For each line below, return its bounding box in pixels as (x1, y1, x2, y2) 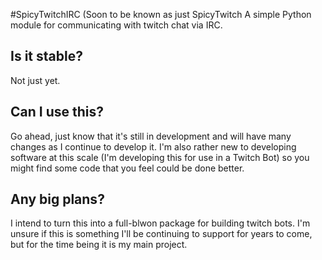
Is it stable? (10, 48, 83, 65)
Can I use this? (10, 104, 104, 121)
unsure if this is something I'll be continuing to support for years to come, (10, 228, 313, 240)
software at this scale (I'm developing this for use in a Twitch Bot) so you (10, 151, 310, 163)
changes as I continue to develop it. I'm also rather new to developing (10, 140, 297, 153)
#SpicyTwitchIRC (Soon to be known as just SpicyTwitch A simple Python (10, 9, 312, 20)
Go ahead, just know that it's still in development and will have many (10, 130, 292, 142)
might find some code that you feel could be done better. (10, 162, 245, 174)
